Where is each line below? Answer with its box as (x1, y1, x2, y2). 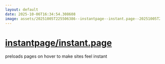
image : (5, 16, 19, 21)
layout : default (5, 7, 38, 12)
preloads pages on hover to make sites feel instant (5, 53, 107, 59)
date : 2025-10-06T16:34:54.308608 (5, 12, 76, 17)
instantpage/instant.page (5, 37, 112, 48)
